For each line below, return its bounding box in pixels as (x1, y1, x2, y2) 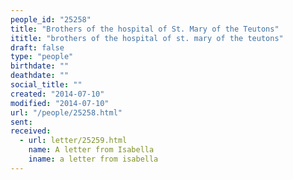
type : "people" (10, 52, 74, 62)
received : (10, 126, 52, 136)
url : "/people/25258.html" (10, 107, 123, 118)
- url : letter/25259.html (19, 136, 128, 146)
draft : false (10, 42, 65, 53)
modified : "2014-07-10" (10, 98, 110, 108)
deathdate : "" (10, 71, 70, 81)
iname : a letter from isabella (28, 154, 159, 164)
